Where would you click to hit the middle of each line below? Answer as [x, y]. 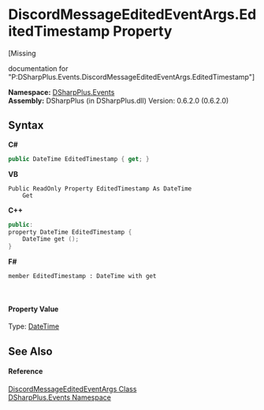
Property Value [33, 309]
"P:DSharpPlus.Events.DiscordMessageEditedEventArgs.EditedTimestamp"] [132, 77]
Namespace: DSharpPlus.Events [61, 92]
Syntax [26, 125]
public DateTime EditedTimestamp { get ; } [79, 159]
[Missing [22, 53]
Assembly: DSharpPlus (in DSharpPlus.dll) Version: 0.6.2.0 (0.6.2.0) [119, 100]
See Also [30, 351]
